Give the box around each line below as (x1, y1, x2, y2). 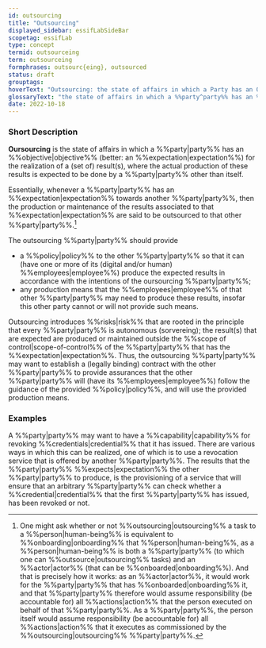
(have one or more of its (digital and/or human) (19, 260, 173, 269)
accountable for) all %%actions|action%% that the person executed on (19, 597, 253, 607)
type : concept (8, 41, 55, 49)
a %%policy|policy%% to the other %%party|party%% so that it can (19, 251, 245, 260)
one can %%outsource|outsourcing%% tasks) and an (19, 555, 196, 565)
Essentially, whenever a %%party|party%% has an (8, 185, 175, 195)
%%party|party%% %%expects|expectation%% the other (8, 465, 199, 474)
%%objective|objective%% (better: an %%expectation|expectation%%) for (8, 152, 256, 163)
